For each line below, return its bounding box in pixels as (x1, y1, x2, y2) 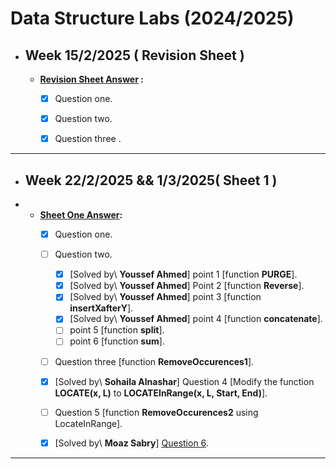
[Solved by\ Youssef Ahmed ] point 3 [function (69, 291, 262, 303)
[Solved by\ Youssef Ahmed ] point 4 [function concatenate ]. (69, 313, 323, 325)
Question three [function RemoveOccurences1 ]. (54, 355, 255, 367)
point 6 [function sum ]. (69, 335, 165, 347)
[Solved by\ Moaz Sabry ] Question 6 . (54, 437, 209, 449)
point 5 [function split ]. (69, 324, 165, 336)
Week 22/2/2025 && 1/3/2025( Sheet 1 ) (24, 172, 278, 189)
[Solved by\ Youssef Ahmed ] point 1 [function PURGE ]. (69, 268, 298, 281)
